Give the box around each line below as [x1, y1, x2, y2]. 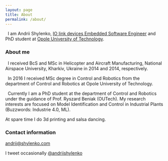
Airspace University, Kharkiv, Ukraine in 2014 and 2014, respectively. [5, 65, 148, 71]
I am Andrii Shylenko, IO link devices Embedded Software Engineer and [7, 31, 156, 37]
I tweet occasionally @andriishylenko [5, 150, 83, 156]
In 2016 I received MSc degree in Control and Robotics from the [7, 75, 140, 81]
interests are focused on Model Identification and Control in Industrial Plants [5, 101, 163, 107]
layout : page [5, 7, 33, 13]
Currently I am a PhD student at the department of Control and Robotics [7, 90, 157, 96]
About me [5, 48, 30, 56]
